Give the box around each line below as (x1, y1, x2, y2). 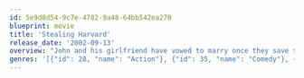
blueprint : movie (9, 22, 75, 30)
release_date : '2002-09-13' (9, 38, 116, 48)
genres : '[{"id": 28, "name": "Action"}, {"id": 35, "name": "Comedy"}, (9, 55, 290, 64)
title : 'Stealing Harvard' (9, 30, 111, 39)
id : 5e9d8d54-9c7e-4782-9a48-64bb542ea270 (9, 13, 172, 22)
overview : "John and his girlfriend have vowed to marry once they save (9, 47, 290, 56)
